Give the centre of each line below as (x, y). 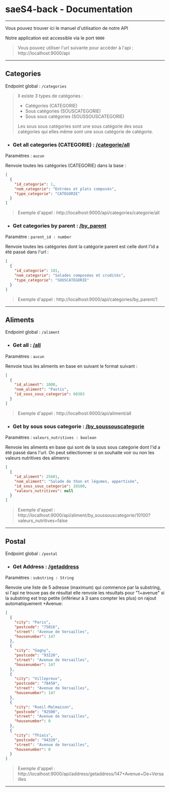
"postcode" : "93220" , (37, 655)
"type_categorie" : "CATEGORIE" (47, 193)
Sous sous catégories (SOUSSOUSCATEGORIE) (75, 116)
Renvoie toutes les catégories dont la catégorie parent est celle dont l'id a (82, 247)
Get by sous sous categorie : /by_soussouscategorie (78, 426)
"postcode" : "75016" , (37, 627)
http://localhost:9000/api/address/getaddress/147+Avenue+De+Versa (91, 774)
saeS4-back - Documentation (69, 9)
